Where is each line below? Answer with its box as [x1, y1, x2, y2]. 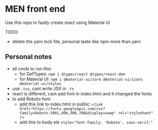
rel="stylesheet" [118, 110, 154, 115]
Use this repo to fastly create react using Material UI [5, 20, 111, 25]
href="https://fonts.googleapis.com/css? [19, 106, 105, 111]
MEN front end [5, 3, 66, 15]
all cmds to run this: [12, 65, 52, 71]
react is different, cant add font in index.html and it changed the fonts [12, 90, 152, 96]
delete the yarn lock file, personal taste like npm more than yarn [12, 38, 141, 44]
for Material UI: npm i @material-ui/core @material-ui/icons [19, 76, 143, 82]
